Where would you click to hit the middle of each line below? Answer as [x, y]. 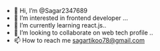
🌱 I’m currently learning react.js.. [60, 25]
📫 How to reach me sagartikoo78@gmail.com [79, 40]
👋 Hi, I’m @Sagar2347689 [51, 11]
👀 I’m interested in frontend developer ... [71, 18]
